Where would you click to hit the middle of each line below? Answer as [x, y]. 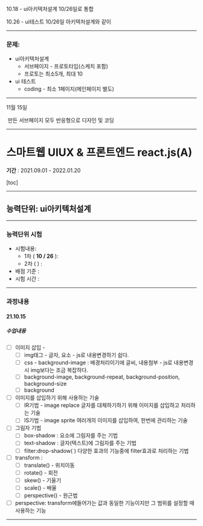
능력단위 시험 [24, 234]
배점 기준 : [27, 271]
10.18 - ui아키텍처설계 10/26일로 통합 [50, 9]
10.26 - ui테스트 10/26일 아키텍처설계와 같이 [59, 22]
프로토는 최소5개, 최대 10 [53, 74]
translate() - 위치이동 [49, 465]
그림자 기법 [28, 428]
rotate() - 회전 [41, 472]
